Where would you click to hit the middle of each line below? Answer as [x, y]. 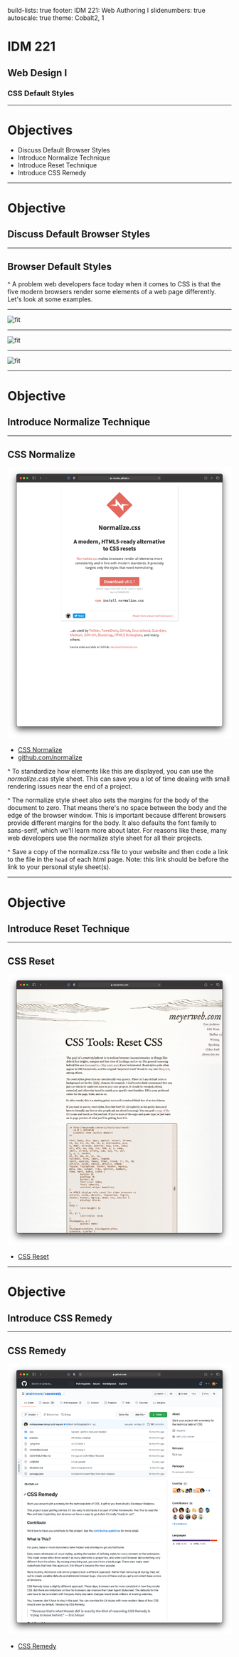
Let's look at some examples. [50, 299]
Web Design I [37, 73]
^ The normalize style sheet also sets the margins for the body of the [108, 800]
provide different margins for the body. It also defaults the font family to [112, 823]
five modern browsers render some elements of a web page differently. [112, 291]
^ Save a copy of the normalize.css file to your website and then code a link [118, 852]
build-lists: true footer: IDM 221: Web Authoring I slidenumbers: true [107, 10]
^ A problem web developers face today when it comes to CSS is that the [114, 284]
